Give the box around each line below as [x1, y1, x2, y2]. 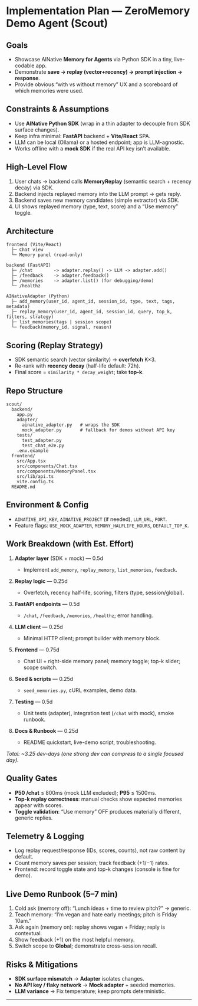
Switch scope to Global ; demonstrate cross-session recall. [14, 942, 157, 949]
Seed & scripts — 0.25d [14, 675, 74, 682]
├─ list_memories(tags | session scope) [11, 319, 112, 325]
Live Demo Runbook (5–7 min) [6, 889, 118, 899]
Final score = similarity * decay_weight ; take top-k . [14, 369, 144, 376]
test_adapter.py [21, 438, 62, 444]
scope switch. [23, 664, 58, 671]
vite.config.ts [16, 479, 54, 485]
